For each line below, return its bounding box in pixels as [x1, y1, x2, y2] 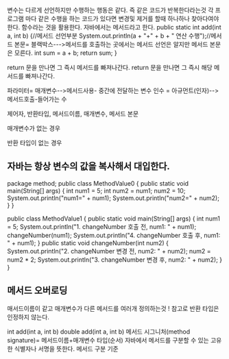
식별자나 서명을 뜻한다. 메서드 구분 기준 [14, 345, 119, 353]
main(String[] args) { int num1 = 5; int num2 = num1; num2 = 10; [7, 186, 186, 195]
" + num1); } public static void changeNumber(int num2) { [7, 238, 169, 247]
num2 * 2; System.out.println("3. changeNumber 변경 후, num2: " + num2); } [7, 256, 223, 264]
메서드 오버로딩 [7, 285, 68, 297]
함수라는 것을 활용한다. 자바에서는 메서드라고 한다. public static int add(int [21, 23, 221, 31]
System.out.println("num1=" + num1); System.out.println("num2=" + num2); [7, 194, 219, 202]
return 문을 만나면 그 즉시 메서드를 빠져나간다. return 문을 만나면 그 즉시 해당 [7, 64, 213, 71]
